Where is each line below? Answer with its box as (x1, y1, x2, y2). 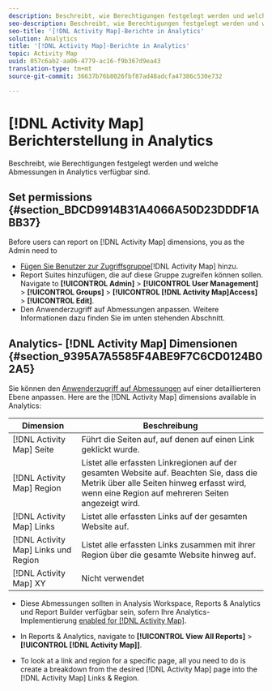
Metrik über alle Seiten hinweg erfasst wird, (81, 478, 247, 489)
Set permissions (8, 190, 93, 204)
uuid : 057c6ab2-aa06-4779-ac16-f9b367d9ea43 (8, 58, 161, 66)
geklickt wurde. (81, 444, 140, 455)
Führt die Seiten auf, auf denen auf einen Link (81, 434, 255, 445)
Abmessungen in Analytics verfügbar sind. (8, 167, 151, 177)
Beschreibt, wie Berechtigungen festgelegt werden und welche (8, 158, 219, 168)
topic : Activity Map (8, 49, 79, 58)
